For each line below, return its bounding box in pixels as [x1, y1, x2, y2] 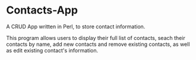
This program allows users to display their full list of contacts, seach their [6, 34, 185, 41]
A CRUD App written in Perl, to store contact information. [6, 23, 146, 30]
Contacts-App [6, 4, 78, 17]
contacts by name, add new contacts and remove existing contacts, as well [6, 41, 190, 48]
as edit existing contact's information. [6, 46, 99, 54]
